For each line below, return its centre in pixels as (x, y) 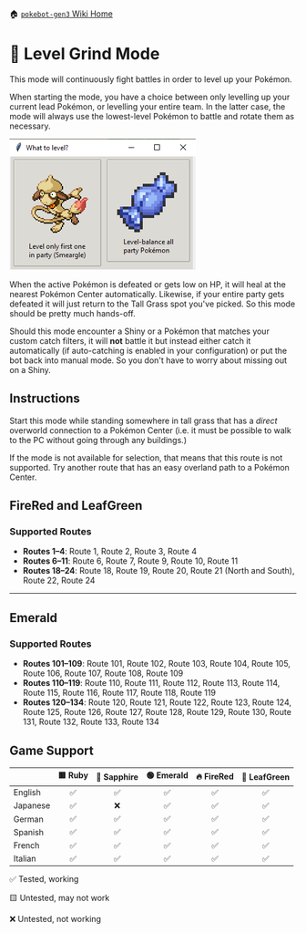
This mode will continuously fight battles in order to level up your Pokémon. (151, 79)
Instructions (45, 399)
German (28, 819)
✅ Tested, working (44, 879)
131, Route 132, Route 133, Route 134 (91, 722)
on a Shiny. (31, 369)
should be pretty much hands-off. (72, 313)
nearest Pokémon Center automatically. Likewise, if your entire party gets (147, 294)
